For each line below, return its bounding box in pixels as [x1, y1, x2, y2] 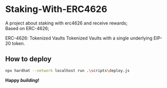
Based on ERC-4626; [5, 25, 49, 31]
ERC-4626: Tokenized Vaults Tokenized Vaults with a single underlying [5, 35, 153, 41]
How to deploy [5, 55, 52, 63]
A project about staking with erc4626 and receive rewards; [5, 20, 128, 26]
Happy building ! [5, 77, 39, 83]
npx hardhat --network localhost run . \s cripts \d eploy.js [5, 68, 130, 73]
